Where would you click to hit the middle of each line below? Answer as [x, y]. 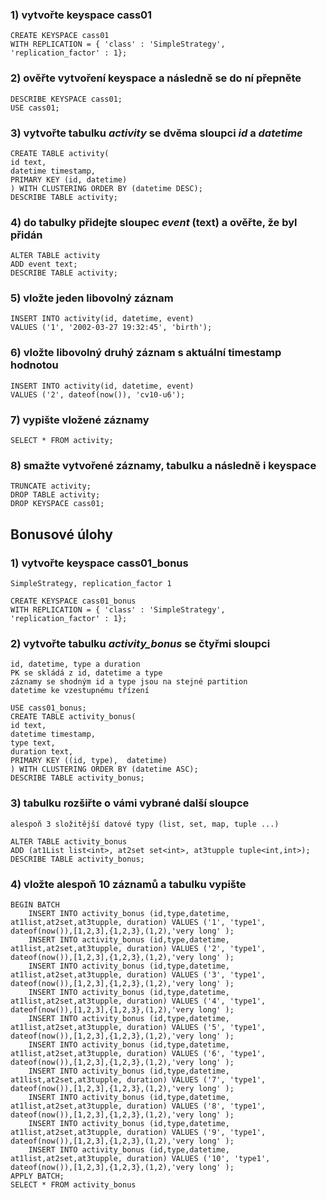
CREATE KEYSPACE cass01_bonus [73, 601]
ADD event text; [44, 264]
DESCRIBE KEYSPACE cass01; [66, 99]
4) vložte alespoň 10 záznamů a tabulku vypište [128, 884]
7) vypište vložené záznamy [80, 420]
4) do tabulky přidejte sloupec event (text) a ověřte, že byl [154, 222]
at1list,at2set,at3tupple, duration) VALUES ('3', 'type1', [138, 974]
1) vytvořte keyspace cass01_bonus [99, 563]
